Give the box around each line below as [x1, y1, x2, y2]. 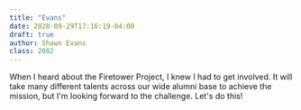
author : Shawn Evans [9, 38, 87, 48]
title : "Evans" [9, 13, 67, 23]
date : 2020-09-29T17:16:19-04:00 [9, 22, 135, 31]
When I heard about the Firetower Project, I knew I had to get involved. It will [9, 71, 293, 82]
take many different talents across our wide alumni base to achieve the [9, 81, 272, 92]
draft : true [9, 30, 54, 39]
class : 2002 [9, 47, 54, 56]
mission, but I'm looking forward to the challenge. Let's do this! [9, 91, 243, 102]
